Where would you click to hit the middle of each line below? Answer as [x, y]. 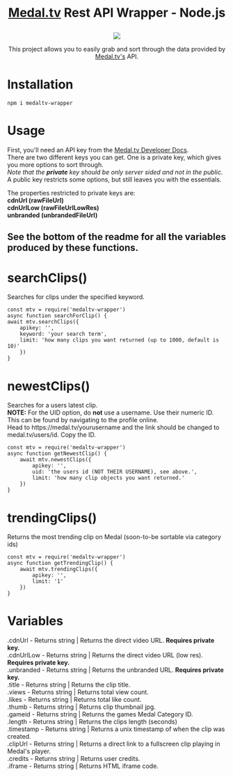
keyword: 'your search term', [64, 334]
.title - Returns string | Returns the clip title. [69, 685]
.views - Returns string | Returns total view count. [78, 692]
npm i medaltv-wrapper [40, 103]
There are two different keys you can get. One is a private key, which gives [114, 157]
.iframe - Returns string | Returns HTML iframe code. [83, 766]
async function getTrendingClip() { [60, 563]
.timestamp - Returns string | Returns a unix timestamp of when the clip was [116, 729]
